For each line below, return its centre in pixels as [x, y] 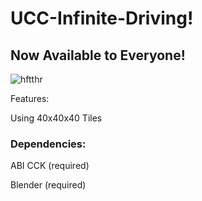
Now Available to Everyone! [98, 55]
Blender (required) [48, 185]
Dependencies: [48, 144]
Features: [30, 98]
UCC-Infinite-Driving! [102, 18]
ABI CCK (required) [50, 166]
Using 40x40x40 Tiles [56, 118]
